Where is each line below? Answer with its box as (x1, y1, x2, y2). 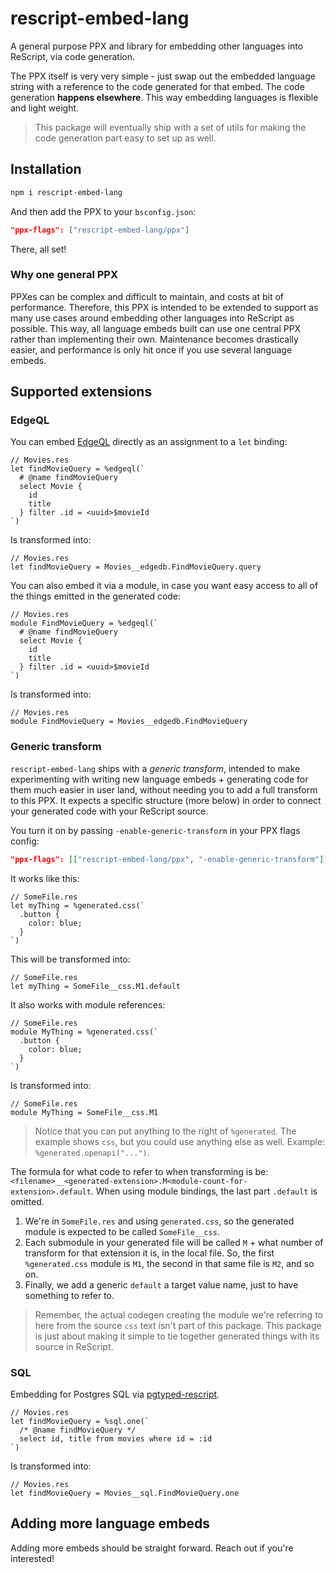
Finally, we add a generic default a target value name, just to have (24, 1278, 299, 1291)
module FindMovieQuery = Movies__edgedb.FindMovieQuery (10, 717, 248, 727)
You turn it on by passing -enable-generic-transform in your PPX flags (10, 824, 301, 836)
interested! (10, 1552, 55, 1564)
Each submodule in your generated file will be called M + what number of (24, 1236, 324, 1248)
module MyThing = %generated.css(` (10, 1027, 159, 1037)
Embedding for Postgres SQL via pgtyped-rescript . (10, 1388, 220, 1400)
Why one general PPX (10, 268, 118, 282)
